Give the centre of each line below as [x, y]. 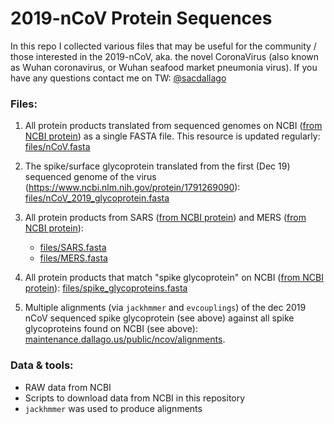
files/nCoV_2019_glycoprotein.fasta [97, 198]
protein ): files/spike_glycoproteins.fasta [106, 288]
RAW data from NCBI [68, 387]
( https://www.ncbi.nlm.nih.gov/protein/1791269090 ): [132, 188]
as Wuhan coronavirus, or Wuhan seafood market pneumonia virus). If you [164, 67]
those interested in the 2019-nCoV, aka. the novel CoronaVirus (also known [165, 56]
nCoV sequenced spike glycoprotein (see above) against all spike [159, 318]
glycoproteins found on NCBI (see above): [111, 329]
